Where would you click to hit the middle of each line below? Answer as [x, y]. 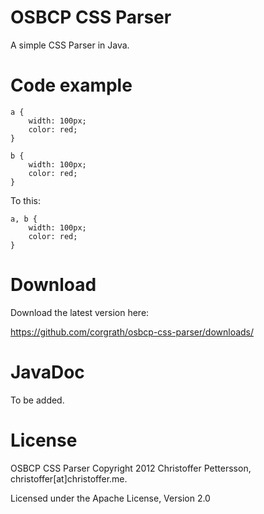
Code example [71, 85]
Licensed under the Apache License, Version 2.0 [110, 498]
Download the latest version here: [80, 312]
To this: [25, 200]
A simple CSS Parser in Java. [70, 45]
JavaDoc [47, 372]
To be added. [37, 400]
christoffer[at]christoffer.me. [69, 478]
